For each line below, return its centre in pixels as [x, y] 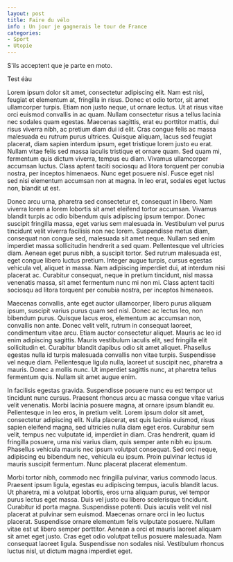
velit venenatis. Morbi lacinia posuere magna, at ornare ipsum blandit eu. [111, 405]
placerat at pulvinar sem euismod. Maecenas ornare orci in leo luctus [106, 514]
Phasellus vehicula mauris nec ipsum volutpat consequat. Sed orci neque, [113, 449]
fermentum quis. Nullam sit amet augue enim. [72, 377]
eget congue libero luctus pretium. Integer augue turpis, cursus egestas [110, 260]
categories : [24, 33]
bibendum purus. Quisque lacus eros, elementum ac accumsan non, [105, 318]
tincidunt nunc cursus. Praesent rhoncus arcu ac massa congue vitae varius [116, 398]
